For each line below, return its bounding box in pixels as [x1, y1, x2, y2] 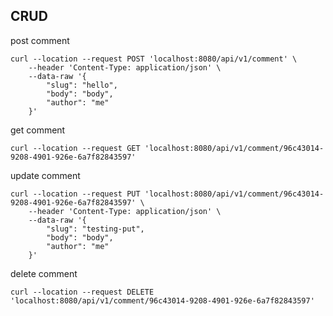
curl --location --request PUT [10, 189, 141, 199]
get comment [10, 124, 66, 136]
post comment [10, 34, 70, 46]
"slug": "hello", [46, 80, 118, 90]
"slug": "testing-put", [46, 224, 145, 234]
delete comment [10, 267, 78, 279]
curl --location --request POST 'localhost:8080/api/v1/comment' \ [10, 54, 298, 64]
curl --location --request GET [10, 143, 141, 153]
